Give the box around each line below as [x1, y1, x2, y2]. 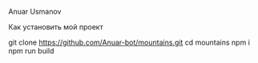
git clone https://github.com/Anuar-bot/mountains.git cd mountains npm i [8, 37, 251, 47]
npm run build [8, 46, 54, 55]
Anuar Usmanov [8, 7, 62, 16]
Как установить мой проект [8, 22, 103, 31]
